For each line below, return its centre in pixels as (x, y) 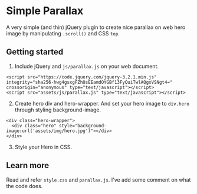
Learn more (28, 165)
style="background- (83, 126)
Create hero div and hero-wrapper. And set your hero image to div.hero (102, 103)
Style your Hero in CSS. (43, 147)
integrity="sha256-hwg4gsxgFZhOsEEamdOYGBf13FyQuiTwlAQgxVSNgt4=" (89, 82)
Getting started (35, 52)
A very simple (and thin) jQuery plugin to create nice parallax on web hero (96, 27)
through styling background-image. (58, 110)
